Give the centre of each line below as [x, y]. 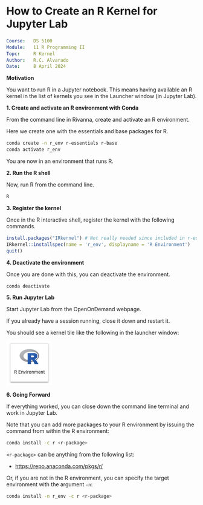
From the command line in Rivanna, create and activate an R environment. [98, 120]
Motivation [20, 78]
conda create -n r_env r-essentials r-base [62, 144]
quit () [14, 251]
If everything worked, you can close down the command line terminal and [98, 406]
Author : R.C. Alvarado [37, 60]
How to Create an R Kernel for [82, 11]
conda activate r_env [34, 150]
